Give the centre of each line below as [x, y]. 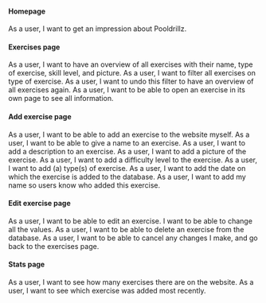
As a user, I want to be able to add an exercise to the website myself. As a [129, 134]
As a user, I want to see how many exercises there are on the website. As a [131, 282]
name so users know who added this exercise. [84, 185]
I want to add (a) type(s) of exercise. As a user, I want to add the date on [127, 168]
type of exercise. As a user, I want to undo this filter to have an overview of [131, 82]
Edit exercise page [39, 204]
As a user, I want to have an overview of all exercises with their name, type [131, 64]
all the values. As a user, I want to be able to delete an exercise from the [126, 229]
